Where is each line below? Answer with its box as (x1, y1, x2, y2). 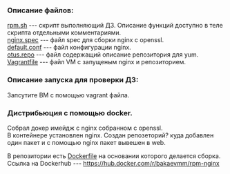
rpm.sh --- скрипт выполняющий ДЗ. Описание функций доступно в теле (7, 21, 223, 30)
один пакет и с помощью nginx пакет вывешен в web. (7, 138, 166, 146)
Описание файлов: (7, 6, 74, 15)
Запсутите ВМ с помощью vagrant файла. (7, 90, 130, 99)
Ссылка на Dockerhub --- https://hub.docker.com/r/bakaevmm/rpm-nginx (7, 159, 220, 167)
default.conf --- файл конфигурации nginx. (7, 43, 131, 52)
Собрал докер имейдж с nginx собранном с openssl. (7, 124, 164, 132)
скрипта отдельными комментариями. (7, 28, 122, 37)
